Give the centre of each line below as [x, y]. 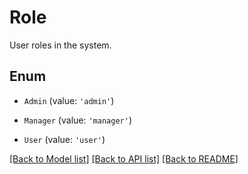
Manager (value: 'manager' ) [77, 120]
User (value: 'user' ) [64, 139]
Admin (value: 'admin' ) [69, 100]
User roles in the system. [60, 45]
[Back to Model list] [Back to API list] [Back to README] [124, 158]
